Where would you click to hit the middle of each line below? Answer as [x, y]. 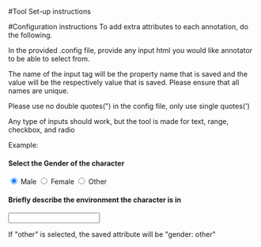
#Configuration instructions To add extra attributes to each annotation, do [129, 26]
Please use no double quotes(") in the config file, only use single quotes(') [129, 106]
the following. [30, 35]
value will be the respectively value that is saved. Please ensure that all [124, 82]
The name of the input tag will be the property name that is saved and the [128, 74]
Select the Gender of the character [66, 163]
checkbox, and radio [42, 130]
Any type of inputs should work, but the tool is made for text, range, [119, 121]
